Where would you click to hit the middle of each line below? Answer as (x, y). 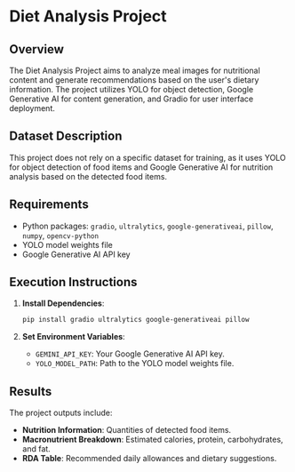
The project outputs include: (61, 413)
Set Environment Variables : (74, 337)
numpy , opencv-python (60, 235)
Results (31, 392)
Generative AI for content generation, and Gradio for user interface (132, 99)
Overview (37, 49)
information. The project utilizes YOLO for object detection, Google (132, 89)
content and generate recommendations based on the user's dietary (134, 80)
